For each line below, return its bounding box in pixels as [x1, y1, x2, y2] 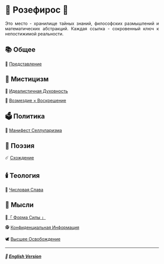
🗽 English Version [5, 253, 41, 260]
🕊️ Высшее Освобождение [5, 236, 61, 242]
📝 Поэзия [5, 141, 35, 150]
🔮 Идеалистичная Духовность [5, 88, 68, 94]
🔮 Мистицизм [5, 75, 49, 83]
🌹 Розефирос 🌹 [5, 4, 68, 16]
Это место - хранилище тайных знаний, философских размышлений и [5, 20, 159, 26]
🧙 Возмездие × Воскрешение [5, 97, 66, 103]
